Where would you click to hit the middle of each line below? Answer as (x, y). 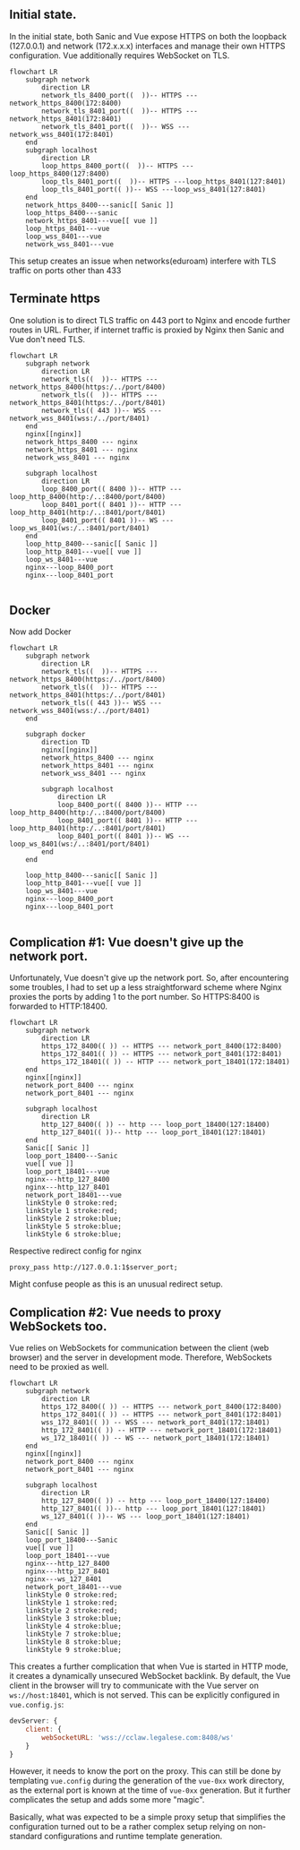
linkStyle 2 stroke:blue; (74, 1219)
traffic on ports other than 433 (65, 270)
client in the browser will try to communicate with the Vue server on (134, 1686)
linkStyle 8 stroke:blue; (74, 1642)
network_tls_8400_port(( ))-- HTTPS (111, 95)
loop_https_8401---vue (68, 228)
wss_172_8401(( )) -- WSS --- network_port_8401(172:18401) (156, 1423)
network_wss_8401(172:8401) (62, 134)
